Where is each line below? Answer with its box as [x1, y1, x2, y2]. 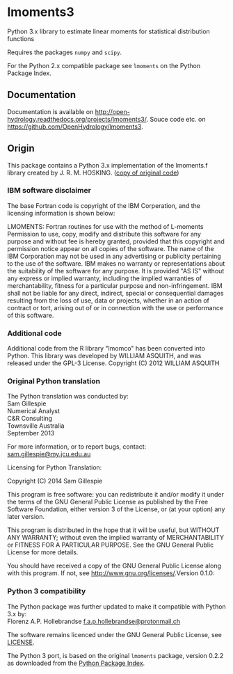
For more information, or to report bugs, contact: [7, 442, 147, 451]
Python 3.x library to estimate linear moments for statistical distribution [7, 27, 210, 35]
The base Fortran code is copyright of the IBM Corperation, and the [7, 201, 200, 209]
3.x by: [7, 609, 27, 618]
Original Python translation [7, 376, 101, 386]
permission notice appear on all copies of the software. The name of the [7, 244, 214, 252]
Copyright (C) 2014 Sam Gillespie [7, 477, 103, 486]
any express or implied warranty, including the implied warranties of [7, 274, 202, 282]
